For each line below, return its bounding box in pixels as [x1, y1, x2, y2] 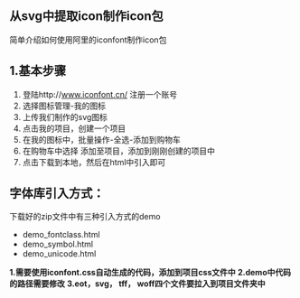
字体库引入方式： [9, 186, 105, 201]
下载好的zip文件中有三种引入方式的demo [9, 211, 161, 222]
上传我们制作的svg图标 [22, 111, 108, 122]
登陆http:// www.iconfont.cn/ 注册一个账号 [22, 88, 178, 99]
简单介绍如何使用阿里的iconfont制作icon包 [9, 34, 167, 45]
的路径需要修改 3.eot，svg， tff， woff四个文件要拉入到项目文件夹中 [9, 278, 266, 289]
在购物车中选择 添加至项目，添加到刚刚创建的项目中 [22, 145, 215, 156]
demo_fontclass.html [22, 229, 101, 240]
